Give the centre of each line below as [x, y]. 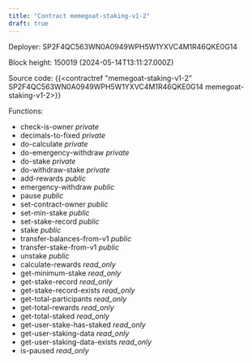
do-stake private [48, 161]
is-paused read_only [54, 350]
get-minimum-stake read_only [70, 273]
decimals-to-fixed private [63, 135]
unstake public [45, 255]
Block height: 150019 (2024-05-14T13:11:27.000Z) [91, 62]
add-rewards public [53, 178]
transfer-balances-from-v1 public [76, 238]
